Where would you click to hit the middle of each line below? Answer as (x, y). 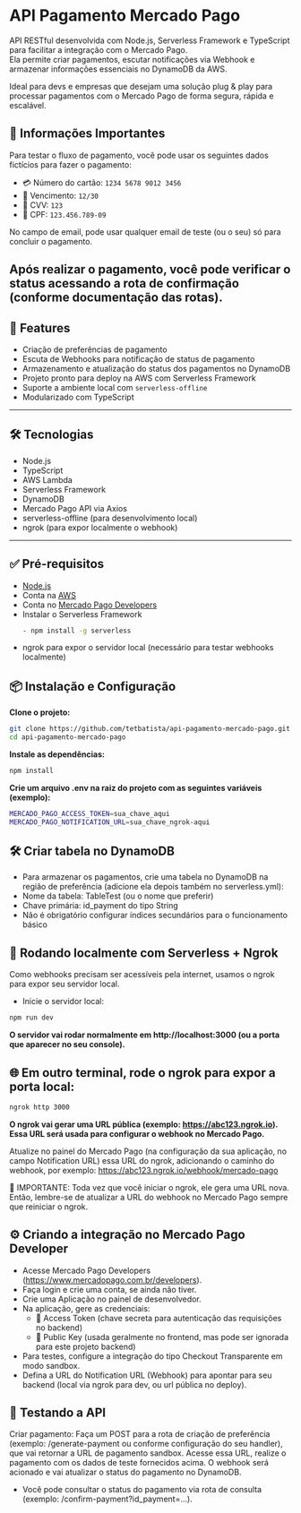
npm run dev (31, 1018)
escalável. (28, 105)
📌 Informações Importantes (87, 134)
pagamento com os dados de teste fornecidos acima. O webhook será (139, 1463)
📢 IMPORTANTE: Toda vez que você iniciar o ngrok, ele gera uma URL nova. (149, 1187)
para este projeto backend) (86, 1346)
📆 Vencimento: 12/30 (60, 195)
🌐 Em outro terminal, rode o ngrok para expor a (142, 1073)
